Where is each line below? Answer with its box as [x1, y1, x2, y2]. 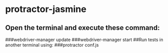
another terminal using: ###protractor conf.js [5, 42, 99, 48]
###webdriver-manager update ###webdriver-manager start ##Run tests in [5, 36, 163, 42]
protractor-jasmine [5, 3, 87, 15]
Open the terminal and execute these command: [5, 23, 160, 32]
